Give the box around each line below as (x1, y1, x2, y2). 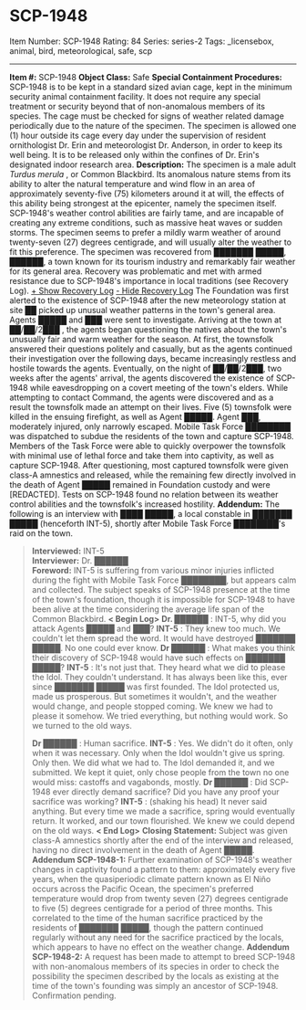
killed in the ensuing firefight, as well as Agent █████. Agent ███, (9, 411, 261, 422)
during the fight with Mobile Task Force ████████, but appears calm (31, 574, 297, 585)
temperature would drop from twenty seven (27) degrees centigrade (31, 892, 289, 904)
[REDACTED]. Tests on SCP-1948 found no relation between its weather (9, 489, 279, 500)
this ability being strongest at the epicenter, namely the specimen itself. (9, 197, 278, 208)
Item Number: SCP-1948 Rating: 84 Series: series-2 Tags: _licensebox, (9, 36, 275, 47)
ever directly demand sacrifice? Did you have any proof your (52, 786, 280, 797)
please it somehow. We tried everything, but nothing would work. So (31, 710, 289, 721)
